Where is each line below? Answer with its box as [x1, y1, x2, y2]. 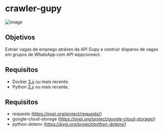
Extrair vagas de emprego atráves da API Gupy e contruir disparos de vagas [5, 46, 159, 52]
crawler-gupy [5, 3, 62, 14]
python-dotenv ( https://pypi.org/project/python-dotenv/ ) [12, 121, 126, 127]
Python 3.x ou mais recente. [12, 84, 69, 89]
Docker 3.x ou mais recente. [12, 79, 70, 85]
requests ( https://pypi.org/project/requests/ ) [12, 111, 102, 117]
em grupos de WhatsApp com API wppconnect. [5, 51, 101, 57]
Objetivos [5, 33, 35, 42]
